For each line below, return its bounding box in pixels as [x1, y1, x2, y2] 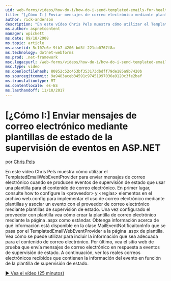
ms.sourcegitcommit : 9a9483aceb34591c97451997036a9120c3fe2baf [5, 74, 142, 79]
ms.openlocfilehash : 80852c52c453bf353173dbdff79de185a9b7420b [5, 69, 142, 74]
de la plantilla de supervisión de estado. [5, 260, 89, 267]
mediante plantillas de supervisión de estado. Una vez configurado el [5, 206, 151, 212]
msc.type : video [5, 64, 40, 69]
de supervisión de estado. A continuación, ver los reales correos [5, 249, 141, 256]
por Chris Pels [5, 159, 35, 165]
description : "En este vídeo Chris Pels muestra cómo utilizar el [5, 21, 149, 27]
